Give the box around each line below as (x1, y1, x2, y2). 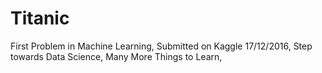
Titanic (10, 7, 70, 30)
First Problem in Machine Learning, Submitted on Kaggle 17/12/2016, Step (10, 40, 313, 52)
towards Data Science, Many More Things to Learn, (10, 50, 223, 62)
